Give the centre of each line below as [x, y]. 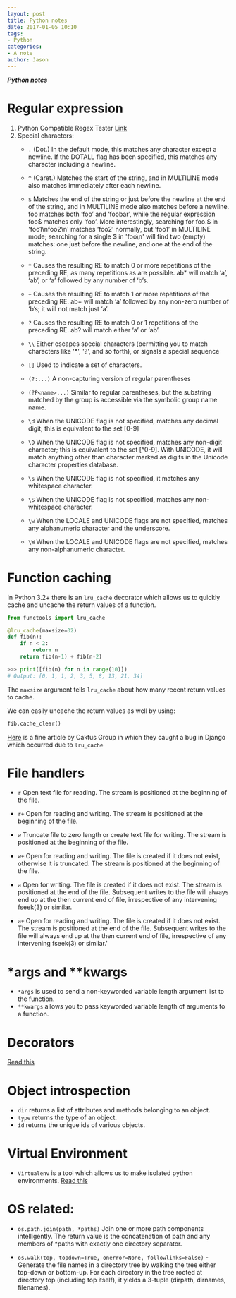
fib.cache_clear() [34, 723]
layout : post [26, 14]
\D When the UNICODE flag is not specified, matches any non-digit [125, 442]
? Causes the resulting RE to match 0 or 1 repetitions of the [113, 323]
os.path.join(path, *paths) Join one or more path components [111, 1229]
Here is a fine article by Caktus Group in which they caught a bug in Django [117, 737]
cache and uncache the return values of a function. [82, 605]
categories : [25, 47]
